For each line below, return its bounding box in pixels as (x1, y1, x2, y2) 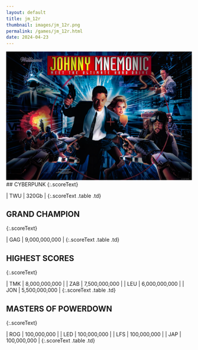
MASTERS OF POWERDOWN (6, 303, 113, 313)
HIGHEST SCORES (6, 253, 75, 263)
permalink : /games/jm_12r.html (6, 28, 83, 34)
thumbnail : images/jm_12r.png (6, 22, 81, 28)
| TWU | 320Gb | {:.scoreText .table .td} (6, 192, 101, 199)
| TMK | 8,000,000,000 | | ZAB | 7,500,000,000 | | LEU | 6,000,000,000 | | (6, 280, 184, 288)
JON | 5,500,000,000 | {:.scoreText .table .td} (6, 286, 116, 294)
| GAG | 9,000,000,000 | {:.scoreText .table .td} (6, 236, 120, 243)
